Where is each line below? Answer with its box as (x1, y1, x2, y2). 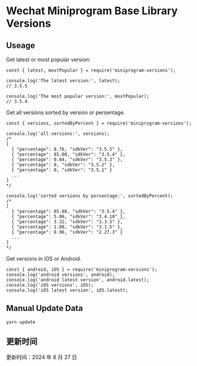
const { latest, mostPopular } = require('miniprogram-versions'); (6, 68, 176, 73)
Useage (6, 40, 35, 50)
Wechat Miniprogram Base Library (6, 4, 178, 18)
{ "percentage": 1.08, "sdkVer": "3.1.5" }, (11, 224, 123, 230)
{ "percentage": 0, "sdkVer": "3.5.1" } (11, 167, 112, 173)
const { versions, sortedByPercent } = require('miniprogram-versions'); (6, 120, 192, 126)
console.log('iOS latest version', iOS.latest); (6, 287, 128, 293)
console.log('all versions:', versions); (6, 131, 110, 137)
